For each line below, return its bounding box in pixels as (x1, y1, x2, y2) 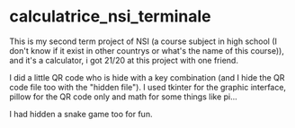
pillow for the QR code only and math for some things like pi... (9, 91, 238, 102)
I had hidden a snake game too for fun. (9, 108, 153, 119)
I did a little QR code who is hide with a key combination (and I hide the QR (9, 72, 285, 82)
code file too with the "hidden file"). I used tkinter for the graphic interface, (9, 81, 286, 92)
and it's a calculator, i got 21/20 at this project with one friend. (9, 55, 238, 65)
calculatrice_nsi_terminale (9, 6, 211, 27)
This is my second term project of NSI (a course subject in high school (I (9, 36, 277, 47)
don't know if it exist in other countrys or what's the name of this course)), (9, 45, 285, 55)
